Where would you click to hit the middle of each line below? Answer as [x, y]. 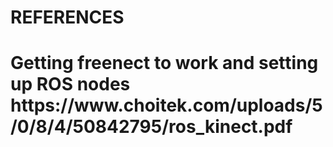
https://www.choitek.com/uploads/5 [166, 105]
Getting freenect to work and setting [164, 63]
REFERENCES [67, 17]
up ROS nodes [70, 84]
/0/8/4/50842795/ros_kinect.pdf [151, 127]
